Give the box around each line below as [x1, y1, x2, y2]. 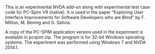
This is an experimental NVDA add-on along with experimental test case [5, 4, 150, 10]
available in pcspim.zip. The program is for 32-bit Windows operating [5, 34, 145, 40]
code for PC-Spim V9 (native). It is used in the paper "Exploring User [5, 9, 144, 15]
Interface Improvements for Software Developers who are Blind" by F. [5, 15, 145, 20]
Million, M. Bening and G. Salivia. [5, 19, 71, 25]
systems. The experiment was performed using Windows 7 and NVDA [5, 39, 146, 45]
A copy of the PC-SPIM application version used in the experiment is [5, 29, 143, 35]
